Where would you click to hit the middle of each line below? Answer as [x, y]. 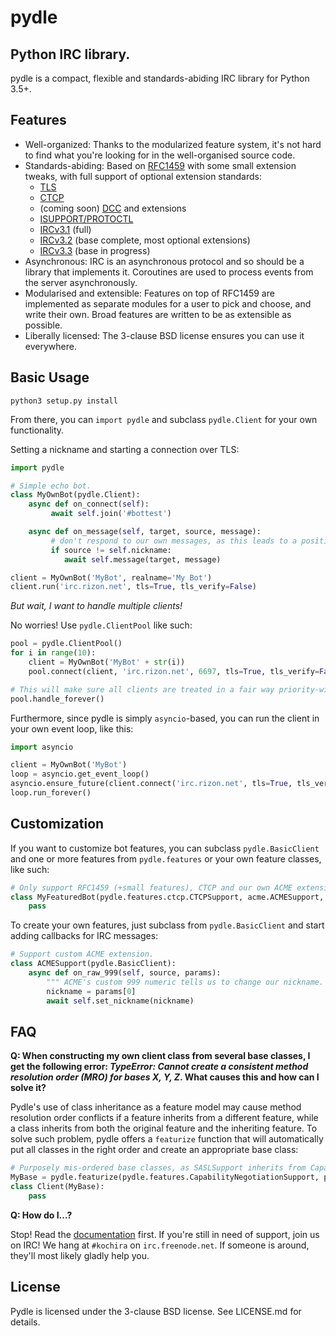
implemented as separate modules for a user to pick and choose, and [168, 303]
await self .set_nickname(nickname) [120, 1001]
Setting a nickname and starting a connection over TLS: [125, 449]
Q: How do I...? [41, 1215]
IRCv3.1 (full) [65, 229]
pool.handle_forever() [57, 699]
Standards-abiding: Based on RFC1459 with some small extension [160, 165]
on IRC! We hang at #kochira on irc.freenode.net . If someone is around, [160, 1245]
